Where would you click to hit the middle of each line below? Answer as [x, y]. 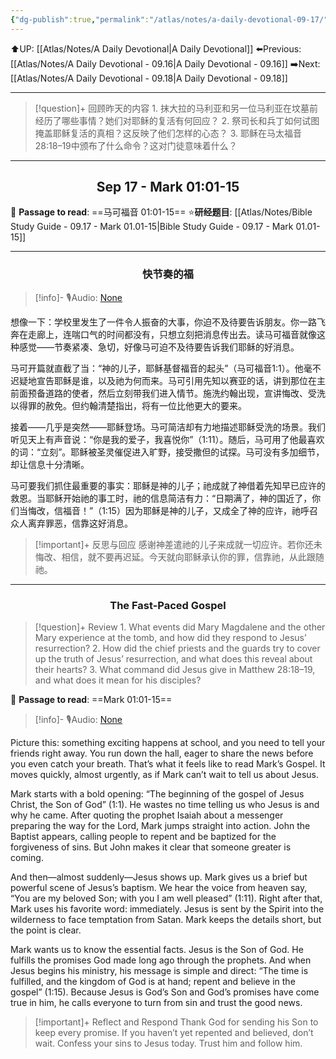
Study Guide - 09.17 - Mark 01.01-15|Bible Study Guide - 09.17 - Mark [152, 227]
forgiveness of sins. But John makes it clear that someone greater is [151, 847]
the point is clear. [46, 930]
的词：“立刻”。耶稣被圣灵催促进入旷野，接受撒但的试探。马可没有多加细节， [167, 452]
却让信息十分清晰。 [50, 464]
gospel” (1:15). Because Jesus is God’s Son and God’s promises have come [165, 992]
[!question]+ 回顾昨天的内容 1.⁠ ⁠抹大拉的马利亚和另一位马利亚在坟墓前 [176, 108]
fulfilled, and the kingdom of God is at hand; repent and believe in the [153, 982]
